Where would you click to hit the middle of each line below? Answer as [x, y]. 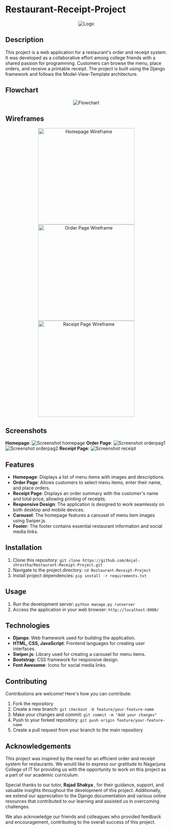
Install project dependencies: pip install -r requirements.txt [80, 575]
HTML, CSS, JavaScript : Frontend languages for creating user [79, 644]
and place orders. [31, 488]
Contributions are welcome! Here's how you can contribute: [69, 694]
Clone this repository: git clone [46, 560]
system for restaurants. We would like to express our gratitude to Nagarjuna [85, 764]
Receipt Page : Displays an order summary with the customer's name [85, 493]
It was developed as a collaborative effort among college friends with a [80, 58]
